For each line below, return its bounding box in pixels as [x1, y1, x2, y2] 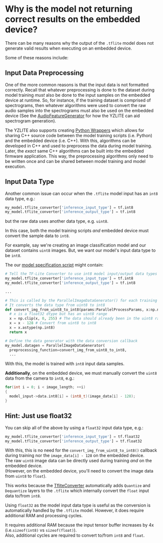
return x [9, 330, 27, 334]
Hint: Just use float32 [5, 412, 72, 420]
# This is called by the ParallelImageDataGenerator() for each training [5, 298, 158, 303]
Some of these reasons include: [5, 54, 69, 60]
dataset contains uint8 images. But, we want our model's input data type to [5, 247, 156, 253]
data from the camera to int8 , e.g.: [5, 375, 75, 381]
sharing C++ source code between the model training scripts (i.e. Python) [5, 132, 153, 138]
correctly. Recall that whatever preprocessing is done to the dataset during [5, 87, 155, 93]
